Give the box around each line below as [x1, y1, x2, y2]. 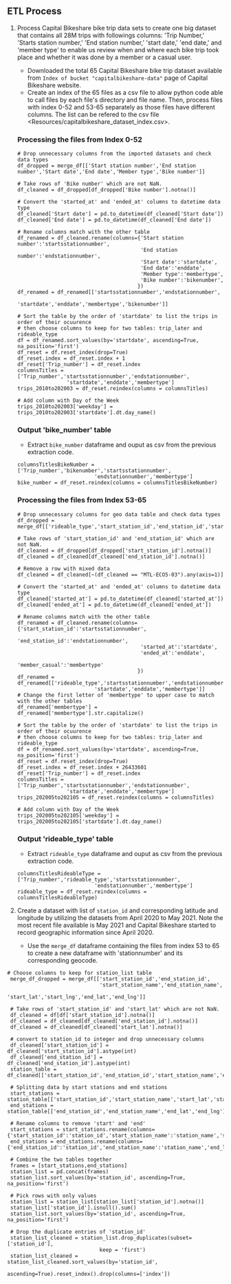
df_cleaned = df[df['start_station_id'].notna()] [10, 1012, 155, 1018]
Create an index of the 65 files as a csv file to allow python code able [27, 88, 223, 96]
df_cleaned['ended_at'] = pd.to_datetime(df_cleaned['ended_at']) [16, 601, 212, 608]
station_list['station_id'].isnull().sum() [10, 1204, 137, 1211]
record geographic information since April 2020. [16, 928, 154, 937]
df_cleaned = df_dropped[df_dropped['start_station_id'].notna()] [16, 547, 212, 554]
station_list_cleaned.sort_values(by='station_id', [7, 1259, 158, 1265]
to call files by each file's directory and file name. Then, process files [27, 96, 223, 104]
